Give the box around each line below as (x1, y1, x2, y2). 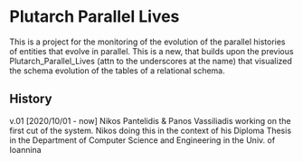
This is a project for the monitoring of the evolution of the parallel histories (9, 36, 286, 47)
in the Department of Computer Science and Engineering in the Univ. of (9, 134, 276, 146)
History (9, 91, 52, 107)
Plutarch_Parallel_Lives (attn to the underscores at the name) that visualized (9, 55, 292, 66)
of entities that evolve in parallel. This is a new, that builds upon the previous (9, 45, 294, 56)
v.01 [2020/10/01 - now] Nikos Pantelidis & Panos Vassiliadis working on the (9, 115, 291, 126)
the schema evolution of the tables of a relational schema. (9, 65, 225, 76)
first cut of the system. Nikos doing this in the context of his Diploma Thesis (9, 125, 292, 136)
